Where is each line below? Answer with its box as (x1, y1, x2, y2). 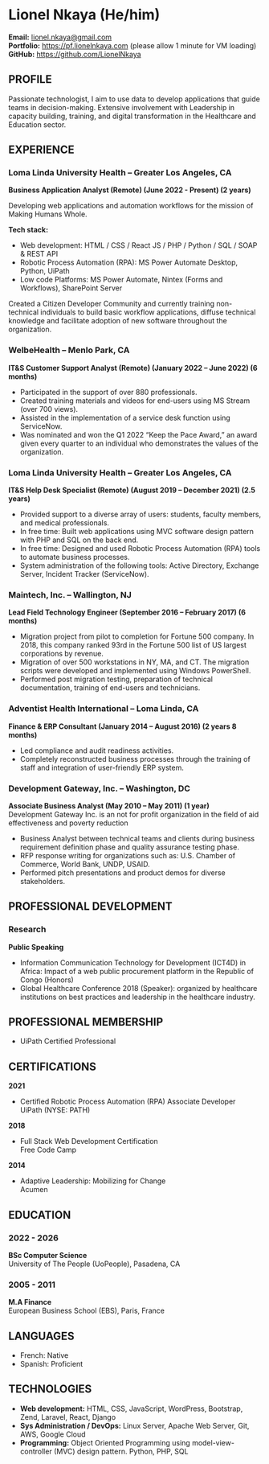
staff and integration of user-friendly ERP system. (19, 763, 185, 772)
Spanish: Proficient (19, 1359, 83, 1369)
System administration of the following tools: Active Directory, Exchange (19, 561, 259, 570)
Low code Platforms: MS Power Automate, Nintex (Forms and (19, 275, 223, 285)
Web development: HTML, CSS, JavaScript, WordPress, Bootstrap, (19, 1404, 243, 1413)
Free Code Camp (19, 1145, 77, 1155)
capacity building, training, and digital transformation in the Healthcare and (8, 111, 257, 121)
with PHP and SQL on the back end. (19, 535, 139, 545)
